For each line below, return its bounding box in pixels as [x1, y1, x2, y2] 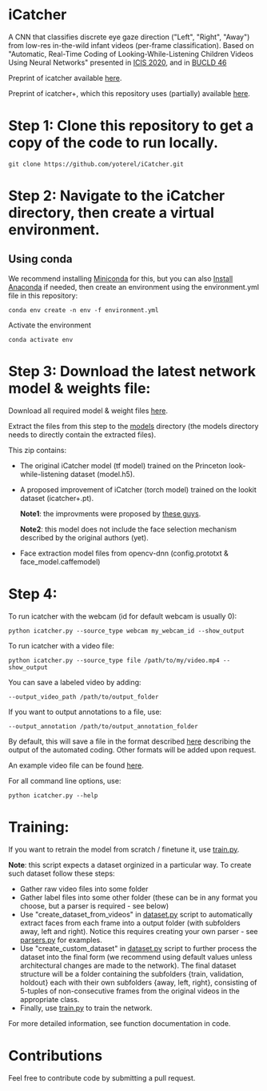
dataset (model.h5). [70, 469, 135, 479]
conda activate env [8, 335, 74, 343]
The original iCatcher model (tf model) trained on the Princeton [19, 460, 228, 470]
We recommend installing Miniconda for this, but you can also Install [8, 274, 233, 283]
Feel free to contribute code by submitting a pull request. [8, 1073, 196, 1082]
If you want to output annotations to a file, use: [8, 707, 162, 716]
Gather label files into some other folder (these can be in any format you [19, 892, 258, 902]
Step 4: [8, 585, 58, 603]
